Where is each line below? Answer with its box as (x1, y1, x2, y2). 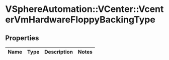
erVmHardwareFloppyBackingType (5, 14, 156, 25)
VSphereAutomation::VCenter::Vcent (5, 3, 164, 15)
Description (44, 49, 73, 55)
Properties (5, 34, 39, 42)
